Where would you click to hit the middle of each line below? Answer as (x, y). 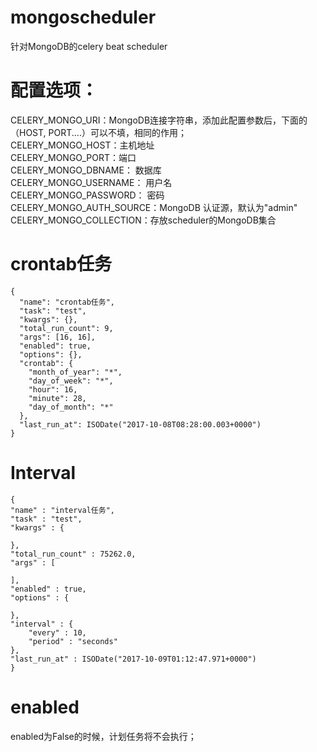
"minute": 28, (57, 398)
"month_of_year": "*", (75, 372)
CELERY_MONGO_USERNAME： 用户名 (91, 182)
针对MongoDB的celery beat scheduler (89, 46)
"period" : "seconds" (73, 641)
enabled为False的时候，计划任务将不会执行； (103, 736)
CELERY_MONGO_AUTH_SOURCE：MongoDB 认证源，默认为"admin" (154, 207)
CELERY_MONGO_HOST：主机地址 (82, 145)
